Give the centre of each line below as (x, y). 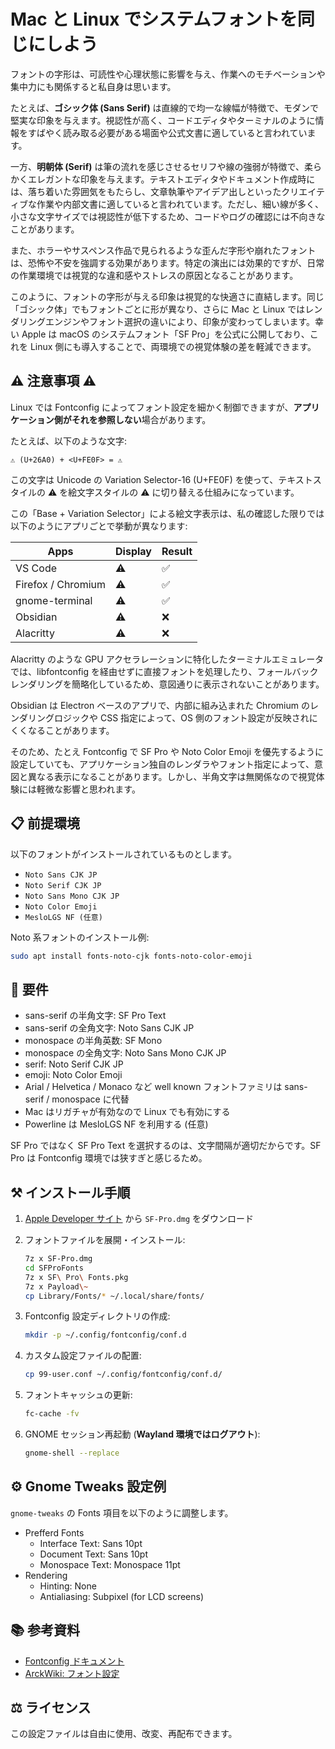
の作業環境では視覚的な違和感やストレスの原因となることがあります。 (154, 275)
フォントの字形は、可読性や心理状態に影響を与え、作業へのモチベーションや (168, 74)
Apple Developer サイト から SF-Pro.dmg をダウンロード (139, 1219)
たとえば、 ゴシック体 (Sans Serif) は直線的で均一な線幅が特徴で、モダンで (165, 107)
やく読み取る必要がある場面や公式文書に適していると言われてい (176, 132)
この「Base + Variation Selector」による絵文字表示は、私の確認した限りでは (167, 513)
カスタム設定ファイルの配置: (83, 1356)
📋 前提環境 (45, 823)
